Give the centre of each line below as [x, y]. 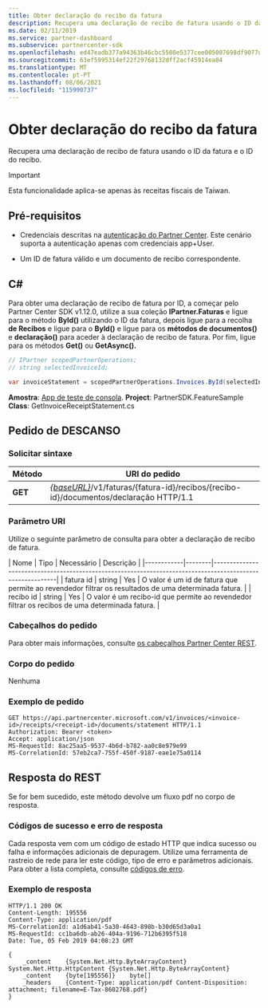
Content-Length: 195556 [48, 913]
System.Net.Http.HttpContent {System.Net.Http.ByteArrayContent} [119, 969]
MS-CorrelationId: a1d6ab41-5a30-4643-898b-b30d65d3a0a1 [105, 927]
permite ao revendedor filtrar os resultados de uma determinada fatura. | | [130, 588]
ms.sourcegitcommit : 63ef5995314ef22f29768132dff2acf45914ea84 [116, 61]
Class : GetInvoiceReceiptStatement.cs [71, 406]
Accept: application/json [51, 739]
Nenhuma [24, 681]
